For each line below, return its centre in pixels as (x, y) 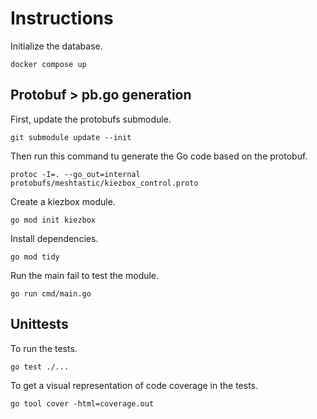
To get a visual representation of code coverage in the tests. (134, 385)
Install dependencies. (54, 238)
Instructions (62, 18)
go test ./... (40, 367)
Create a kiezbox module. (63, 201)
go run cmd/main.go (51, 293)
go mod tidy (35, 257)
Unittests (39, 324)
